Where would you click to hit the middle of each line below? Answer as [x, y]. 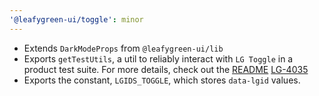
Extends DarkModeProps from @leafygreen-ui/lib [123, 48]
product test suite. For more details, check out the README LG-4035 [166, 69]
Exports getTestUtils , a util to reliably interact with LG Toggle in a [158, 58]
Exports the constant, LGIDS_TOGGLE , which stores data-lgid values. [162, 80]
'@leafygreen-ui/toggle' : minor [76, 19]
